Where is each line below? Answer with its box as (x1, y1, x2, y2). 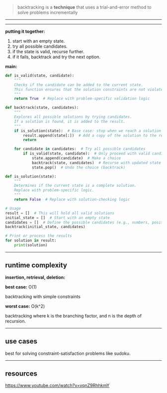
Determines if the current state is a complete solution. (14, 183, 137, 188)
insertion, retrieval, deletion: (5, 274, 66, 280)
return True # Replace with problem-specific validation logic (14, 96, 150, 101)
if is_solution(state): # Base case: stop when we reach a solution (14, 128, 162, 133)
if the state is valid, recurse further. (12, 49, 84, 54)
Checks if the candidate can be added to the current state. (14, 82, 143, 87)
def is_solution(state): (5, 174, 57, 179)
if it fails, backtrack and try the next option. (12, 54, 101, 60)
